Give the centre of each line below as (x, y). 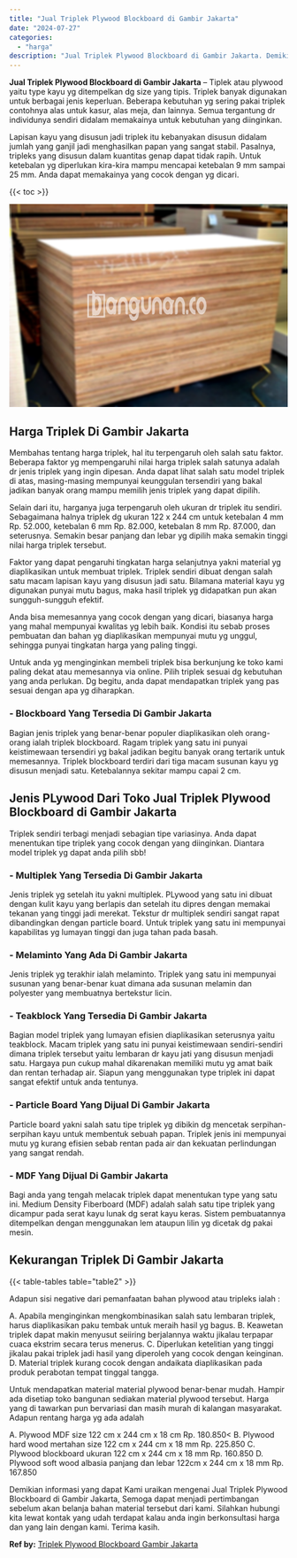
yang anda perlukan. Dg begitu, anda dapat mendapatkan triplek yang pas (145, 681)
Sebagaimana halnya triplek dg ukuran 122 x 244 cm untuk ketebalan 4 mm (147, 517)
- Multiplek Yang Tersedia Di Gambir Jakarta (106, 875)
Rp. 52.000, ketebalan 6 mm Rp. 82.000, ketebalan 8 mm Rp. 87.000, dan (143, 526)
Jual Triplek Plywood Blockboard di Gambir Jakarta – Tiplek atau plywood (146, 82)
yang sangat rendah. (47, 1152)
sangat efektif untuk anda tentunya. (74, 1082)
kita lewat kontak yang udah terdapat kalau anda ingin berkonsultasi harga (145, 1517)
